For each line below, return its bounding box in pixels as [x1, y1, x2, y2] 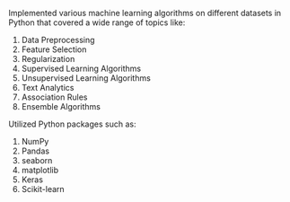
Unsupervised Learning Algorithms [21, 73, 152, 83]
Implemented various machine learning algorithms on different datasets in [8, 8, 282, 18]
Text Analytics [21, 83, 75, 92]
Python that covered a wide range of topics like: [8, 17, 186, 28]
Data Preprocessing [21, 35, 95, 45]
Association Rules [21, 92, 88, 102]
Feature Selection [21, 44, 87, 55]
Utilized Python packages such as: [8, 119, 136, 129]
